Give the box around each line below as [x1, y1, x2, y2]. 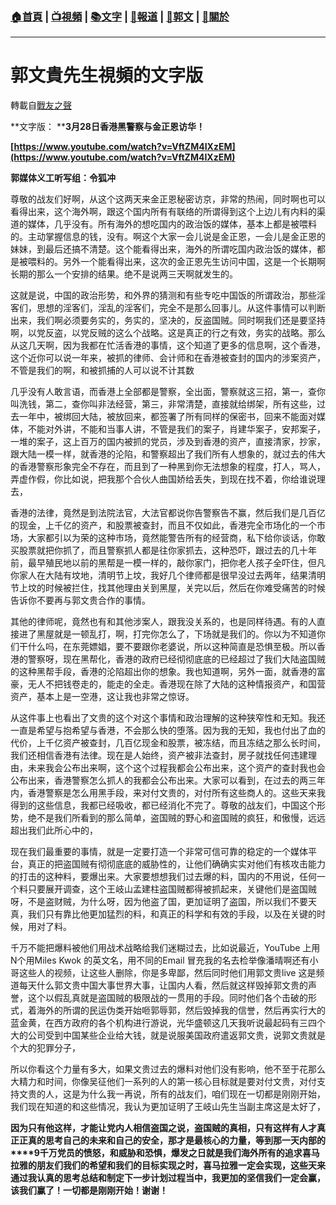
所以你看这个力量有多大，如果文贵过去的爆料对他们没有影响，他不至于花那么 [10, 1063, 326, 1075]
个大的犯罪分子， [10, 1042, 81, 1054]
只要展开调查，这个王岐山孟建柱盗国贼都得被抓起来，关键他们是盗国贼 [27, 883, 317, 895]
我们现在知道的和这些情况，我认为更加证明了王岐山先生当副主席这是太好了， [10, 1101, 326, 1113]
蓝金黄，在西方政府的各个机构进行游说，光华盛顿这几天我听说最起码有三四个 [10, 1017, 326, 1029]
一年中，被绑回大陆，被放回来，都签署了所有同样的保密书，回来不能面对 [18, 411, 317, 423]
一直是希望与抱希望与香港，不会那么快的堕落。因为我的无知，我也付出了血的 [10, 724, 326, 737]
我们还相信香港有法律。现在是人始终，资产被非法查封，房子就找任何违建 [10, 749, 308, 762]
